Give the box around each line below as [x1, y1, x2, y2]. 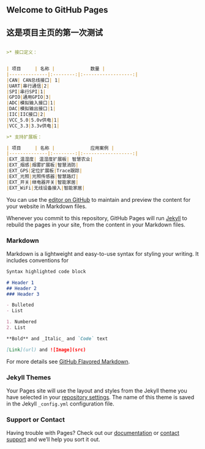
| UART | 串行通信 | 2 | [6, 83, 50, 89]
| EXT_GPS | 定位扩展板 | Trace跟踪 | [6, 168, 83, 174]
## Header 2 [6, 285, 37, 291]
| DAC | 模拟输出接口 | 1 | [6, 106, 56, 112]
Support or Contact [6, 415, 65, 424]
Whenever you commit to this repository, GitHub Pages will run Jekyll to [6, 214, 188, 221]
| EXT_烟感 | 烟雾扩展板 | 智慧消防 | [6, 162, 79, 168]
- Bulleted [6, 302, 34, 309]
